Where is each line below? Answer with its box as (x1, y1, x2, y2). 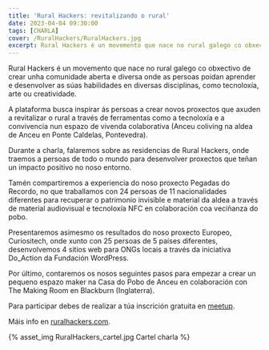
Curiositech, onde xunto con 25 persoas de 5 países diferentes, (8, 236, 219, 246)
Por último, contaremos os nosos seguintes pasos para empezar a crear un (8, 269, 256, 279)
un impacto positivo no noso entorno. (8, 163, 132, 172)
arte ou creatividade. (8, 89, 78, 99)
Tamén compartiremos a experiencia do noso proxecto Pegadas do (8, 178, 231, 188)
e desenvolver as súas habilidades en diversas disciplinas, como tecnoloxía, (8, 81, 259, 91)
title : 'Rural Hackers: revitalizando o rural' (8, 11, 171, 20)
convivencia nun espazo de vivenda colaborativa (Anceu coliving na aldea (8, 122, 254, 131)
